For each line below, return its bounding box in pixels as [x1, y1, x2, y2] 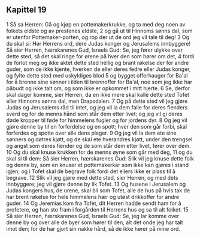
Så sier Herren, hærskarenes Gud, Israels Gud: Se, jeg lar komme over [6, 212, 180, 219]
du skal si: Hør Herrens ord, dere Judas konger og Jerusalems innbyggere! [6, 40, 190, 47]
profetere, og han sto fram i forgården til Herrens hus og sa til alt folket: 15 [6, 206, 189, 213]
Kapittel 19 [6, 5, 47, 15]
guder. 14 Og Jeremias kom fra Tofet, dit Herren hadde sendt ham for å [6, 200, 181, 207]
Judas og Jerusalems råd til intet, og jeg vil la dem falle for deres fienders [6, 103, 188, 111]
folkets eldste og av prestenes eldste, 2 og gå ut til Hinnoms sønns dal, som [6, 27, 193, 34]
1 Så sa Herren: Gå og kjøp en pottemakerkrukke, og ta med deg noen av [6, 20, 186, 28]
